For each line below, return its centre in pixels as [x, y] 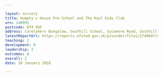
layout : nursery [21, 13]
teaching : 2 [17, 41]
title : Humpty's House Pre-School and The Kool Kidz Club [65, 18]
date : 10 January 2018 [28, 63]
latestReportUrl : [23, 36]
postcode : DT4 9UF [24, 27]
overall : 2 [16, 58]
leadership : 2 [19, 49]
